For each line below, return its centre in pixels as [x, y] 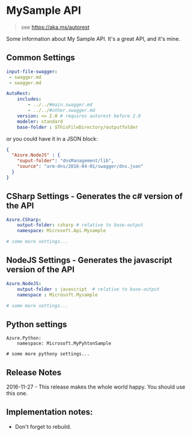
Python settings [37, 324]
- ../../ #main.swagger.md [60, 105]
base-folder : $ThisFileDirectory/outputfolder [77, 127]
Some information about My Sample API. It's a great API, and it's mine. [93, 38]
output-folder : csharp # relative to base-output [80, 225]
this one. [17, 393]
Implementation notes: [50, 412]
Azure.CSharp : [24, 220]
